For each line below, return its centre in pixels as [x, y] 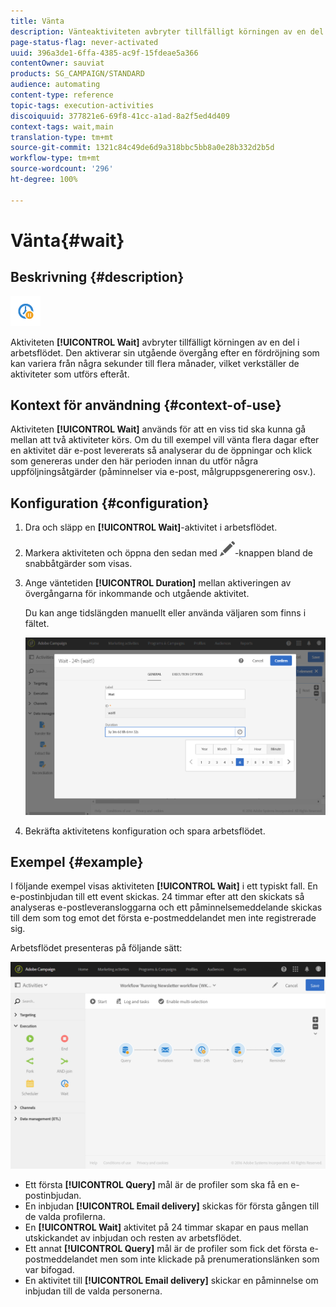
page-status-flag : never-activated [84, 42]
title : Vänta [37, 21]
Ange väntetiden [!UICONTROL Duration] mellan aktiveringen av [158, 583]
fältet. [37, 624]
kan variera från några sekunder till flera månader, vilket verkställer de [155, 363]
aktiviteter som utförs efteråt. [70, 374]
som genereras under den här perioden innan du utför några [134, 461]
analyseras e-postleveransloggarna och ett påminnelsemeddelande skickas [166, 907]
